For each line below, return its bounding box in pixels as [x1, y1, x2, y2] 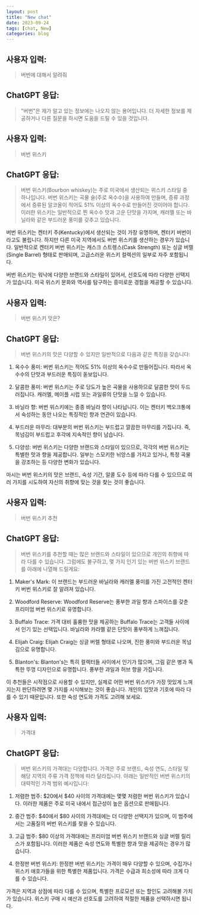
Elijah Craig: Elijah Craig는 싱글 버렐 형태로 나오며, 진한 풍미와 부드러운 [14, 638, 181, 645]
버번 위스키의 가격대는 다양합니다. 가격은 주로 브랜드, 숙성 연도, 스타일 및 [20, 765, 189, 772]
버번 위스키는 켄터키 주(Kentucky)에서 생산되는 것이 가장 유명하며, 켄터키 [6, 229, 176, 236]
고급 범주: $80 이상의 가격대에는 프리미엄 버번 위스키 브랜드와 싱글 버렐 [14, 833, 180, 840]
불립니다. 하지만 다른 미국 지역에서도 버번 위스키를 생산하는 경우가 [21, 236, 174, 244]
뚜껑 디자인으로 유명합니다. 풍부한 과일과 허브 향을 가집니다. [26, 665, 165, 672]
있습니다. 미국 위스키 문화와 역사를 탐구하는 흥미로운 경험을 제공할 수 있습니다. [12, 279, 193, 286]
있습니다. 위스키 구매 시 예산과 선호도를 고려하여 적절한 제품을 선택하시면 [12, 895, 181, 903]
